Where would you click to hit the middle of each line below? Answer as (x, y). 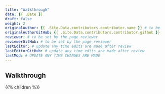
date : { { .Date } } (24, 14)
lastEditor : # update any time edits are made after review (68, 46)
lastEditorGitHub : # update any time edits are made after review (75, 51)
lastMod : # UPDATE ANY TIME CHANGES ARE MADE (53, 55)
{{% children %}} (23, 87)
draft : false (19, 19)
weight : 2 (15, 23)
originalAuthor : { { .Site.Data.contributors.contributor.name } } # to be (83, 28)
